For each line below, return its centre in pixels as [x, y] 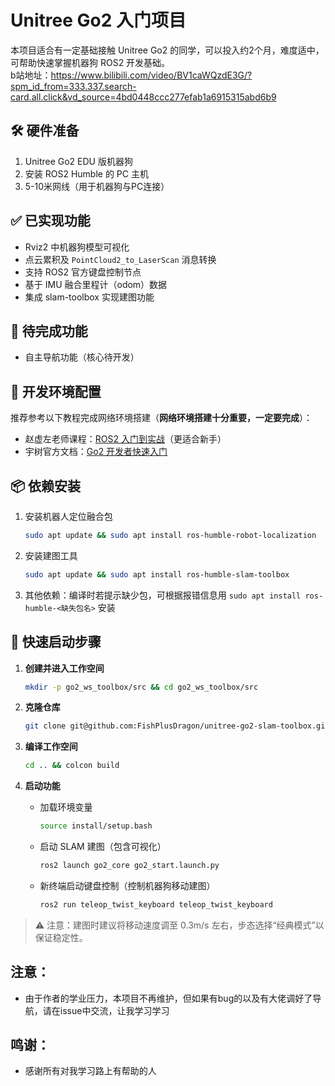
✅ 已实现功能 [50, 221]
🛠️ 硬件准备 [45, 131]
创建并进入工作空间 [64, 668]
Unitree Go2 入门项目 [98, 20]
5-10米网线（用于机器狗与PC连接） [97, 186]
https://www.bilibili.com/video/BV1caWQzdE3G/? [151, 75]
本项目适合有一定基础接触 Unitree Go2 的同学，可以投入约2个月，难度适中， [167, 50]
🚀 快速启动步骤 [56, 642]
